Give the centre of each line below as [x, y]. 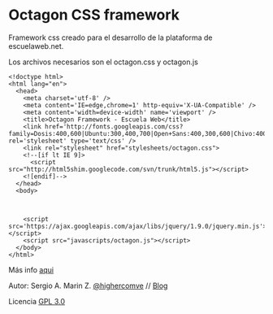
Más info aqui [31, 269]
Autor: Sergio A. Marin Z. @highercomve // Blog [88, 286]
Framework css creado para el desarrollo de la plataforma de [110, 37]
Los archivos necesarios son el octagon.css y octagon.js [104, 62]
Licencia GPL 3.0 [37, 301]
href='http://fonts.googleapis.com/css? [114, 126]
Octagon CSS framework [94, 15]
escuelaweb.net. [36, 46]
